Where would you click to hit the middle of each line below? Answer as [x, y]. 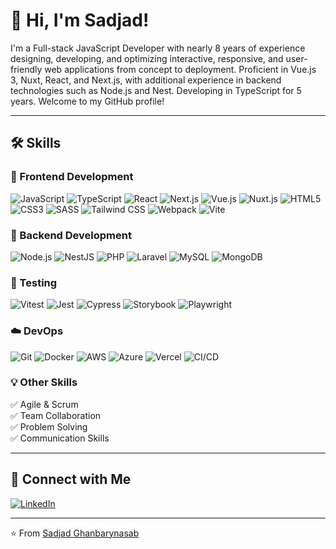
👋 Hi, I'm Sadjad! [80, 20]
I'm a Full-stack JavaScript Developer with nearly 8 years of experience [158, 48]
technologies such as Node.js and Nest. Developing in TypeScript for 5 [156, 90]
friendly [26, 69]
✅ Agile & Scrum [44, 404]
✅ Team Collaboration [56, 415]
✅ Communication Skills [60, 438]
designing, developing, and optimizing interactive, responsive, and [147, 58]
